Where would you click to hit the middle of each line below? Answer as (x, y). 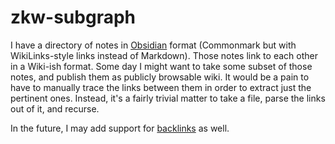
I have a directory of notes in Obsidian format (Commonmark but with (153, 45)
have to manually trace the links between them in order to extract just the (161, 87)
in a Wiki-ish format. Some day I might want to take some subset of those (161, 66)
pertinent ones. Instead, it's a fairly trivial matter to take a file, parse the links (168, 98)
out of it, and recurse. (55, 108)
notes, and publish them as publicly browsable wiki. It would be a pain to (160, 77)
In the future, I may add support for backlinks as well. (120, 128)
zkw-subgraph (73, 17)
